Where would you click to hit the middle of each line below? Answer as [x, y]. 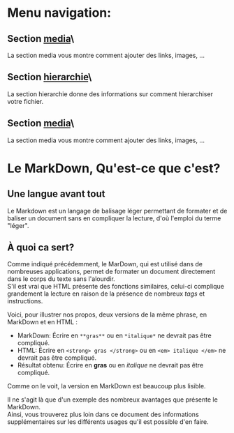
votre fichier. [25, 101]
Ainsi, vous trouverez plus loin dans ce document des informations [103, 415]
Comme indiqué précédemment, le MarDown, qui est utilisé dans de [105, 264]
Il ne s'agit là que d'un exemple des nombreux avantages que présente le [112, 400]
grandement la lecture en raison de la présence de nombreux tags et [106, 294]
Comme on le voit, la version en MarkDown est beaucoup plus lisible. [107, 386]
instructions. [25, 301]
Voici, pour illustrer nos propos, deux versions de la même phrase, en [107, 314]
